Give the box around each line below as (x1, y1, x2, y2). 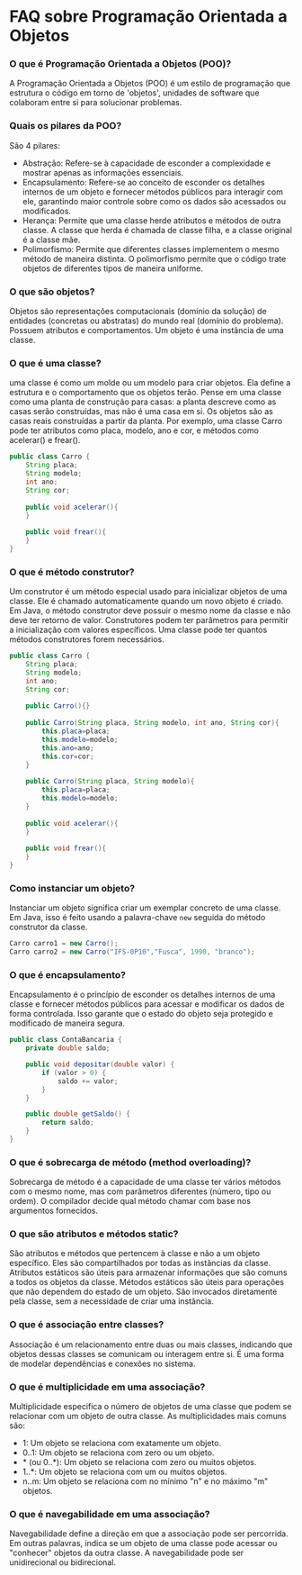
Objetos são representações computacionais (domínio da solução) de (9, 306, 267, 317)
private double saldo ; (25, 1044, 111, 1053)
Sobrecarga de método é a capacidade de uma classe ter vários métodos (9, 1177, 281, 1188)
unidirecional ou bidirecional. (9, 1557, 117, 1568)
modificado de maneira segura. (9, 1018, 126, 1028)
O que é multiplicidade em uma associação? (9, 1380, 206, 1393)
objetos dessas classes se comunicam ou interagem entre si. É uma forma (9, 1348, 285, 1359)
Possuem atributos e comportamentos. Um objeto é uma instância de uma (9, 325, 285, 336)
